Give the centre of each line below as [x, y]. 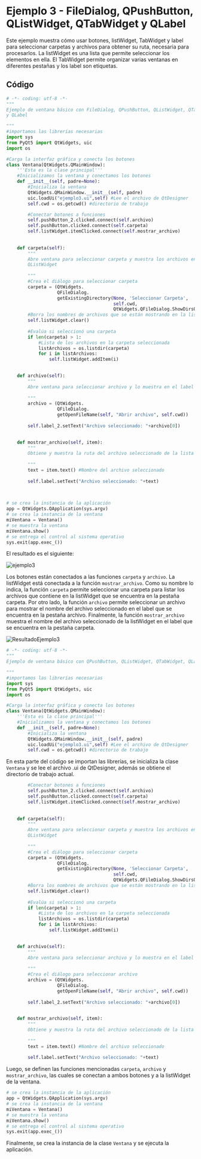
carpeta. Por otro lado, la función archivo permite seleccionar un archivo [96, 602]
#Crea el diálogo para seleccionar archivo [83, 974]
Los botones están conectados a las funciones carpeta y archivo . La [91, 577]
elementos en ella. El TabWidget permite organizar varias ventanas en [92, 59]
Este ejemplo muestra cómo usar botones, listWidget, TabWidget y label [95, 40]
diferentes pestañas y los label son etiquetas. [62, 66]
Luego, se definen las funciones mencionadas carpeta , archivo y [86, 1069]
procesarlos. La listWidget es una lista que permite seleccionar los [88, 53]
